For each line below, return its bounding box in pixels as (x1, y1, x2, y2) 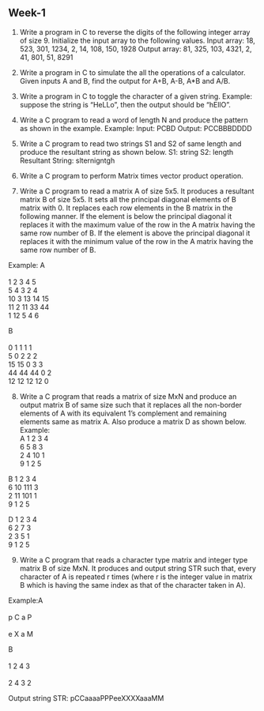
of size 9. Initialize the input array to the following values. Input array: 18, (19, 36, 255, 45)
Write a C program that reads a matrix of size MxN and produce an (19, 391, 237, 401)
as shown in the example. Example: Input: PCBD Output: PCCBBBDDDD (19, 123, 253, 133)
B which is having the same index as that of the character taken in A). (19, 580, 246, 589)
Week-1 (8, 6, 46, 20)
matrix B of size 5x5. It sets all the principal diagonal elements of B (19, 194, 237, 204)
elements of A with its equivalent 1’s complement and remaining (19, 408, 227, 418)
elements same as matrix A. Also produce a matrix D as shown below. (19, 416, 247, 426)
